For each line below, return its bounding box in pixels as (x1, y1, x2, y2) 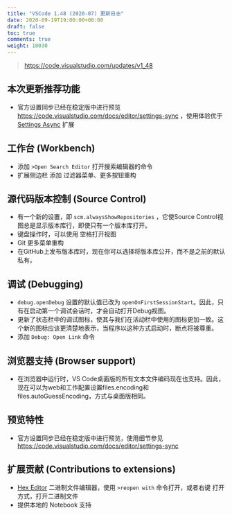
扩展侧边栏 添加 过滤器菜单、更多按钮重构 (17, 171, 136, 179)
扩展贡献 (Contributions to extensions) (7, 464, 176, 475)
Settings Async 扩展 (17, 120, 75, 128)
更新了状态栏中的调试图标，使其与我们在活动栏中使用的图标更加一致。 (17, 315, 218, 324)
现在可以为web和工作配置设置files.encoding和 (17, 383, 149, 392)
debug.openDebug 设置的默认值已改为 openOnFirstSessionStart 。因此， (17, 298, 218, 306)
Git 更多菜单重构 (17, 238, 64, 247)
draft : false (7, 23, 45, 30)
